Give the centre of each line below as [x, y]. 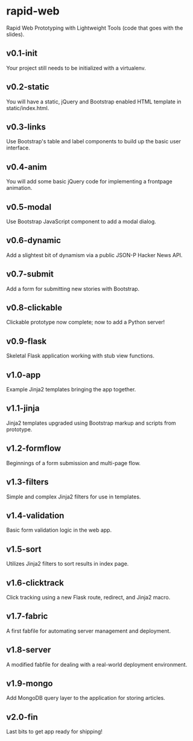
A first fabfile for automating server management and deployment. [88, 631]
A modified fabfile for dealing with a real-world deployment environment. [97, 664]
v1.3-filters [28, 482]
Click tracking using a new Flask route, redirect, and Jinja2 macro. [88, 597]
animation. [19, 188]
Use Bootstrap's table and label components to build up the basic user [93, 142]
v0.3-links [26, 127]
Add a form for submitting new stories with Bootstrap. [73, 289]
